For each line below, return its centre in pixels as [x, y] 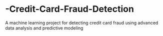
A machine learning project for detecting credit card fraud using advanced [82, 23]
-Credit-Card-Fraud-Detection [69, 9]
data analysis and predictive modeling [44, 28]
